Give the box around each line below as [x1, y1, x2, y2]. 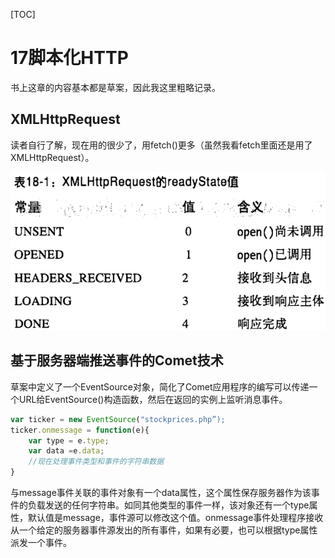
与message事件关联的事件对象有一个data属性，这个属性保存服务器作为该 [10, 487, 312, 499]
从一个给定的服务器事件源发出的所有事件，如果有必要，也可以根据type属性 [10, 524, 318, 536]
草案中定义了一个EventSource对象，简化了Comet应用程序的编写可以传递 [10, 380, 310, 393]
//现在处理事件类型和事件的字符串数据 [28, 457, 165, 467]
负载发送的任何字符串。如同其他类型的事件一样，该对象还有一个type [27, 499, 310, 511]
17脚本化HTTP [10, 47, 129, 69]
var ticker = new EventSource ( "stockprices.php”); [10, 414, 226, 424]
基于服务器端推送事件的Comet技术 [10, 352, 224, 369]
